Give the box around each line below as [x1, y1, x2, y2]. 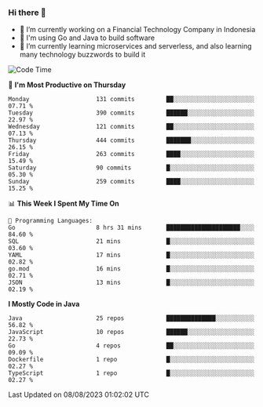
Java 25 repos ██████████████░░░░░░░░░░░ [8, 314, 255, 322]
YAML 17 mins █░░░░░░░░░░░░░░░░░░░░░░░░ [8, 251, 255, 260]
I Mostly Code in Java [8, 300, 80, 309]
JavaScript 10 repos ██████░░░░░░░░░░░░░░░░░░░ [8, 329, 255, 336]
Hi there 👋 [8, 7, 47, 18]
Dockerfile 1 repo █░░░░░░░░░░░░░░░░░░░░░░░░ [8, 356, 255, 364]
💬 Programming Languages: [8, 217, 93, 225]
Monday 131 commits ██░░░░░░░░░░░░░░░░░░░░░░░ [8, 96, 255, 104]
